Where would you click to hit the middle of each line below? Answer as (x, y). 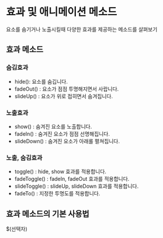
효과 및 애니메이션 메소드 (62, 12)
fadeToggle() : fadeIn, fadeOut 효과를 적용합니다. (72, 179)
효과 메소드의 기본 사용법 (48, 214)
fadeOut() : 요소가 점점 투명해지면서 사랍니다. (67, 89)
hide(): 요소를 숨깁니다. (41, 81)
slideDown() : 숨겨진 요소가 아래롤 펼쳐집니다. (67, 141)
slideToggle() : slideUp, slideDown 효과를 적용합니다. (77, 186)
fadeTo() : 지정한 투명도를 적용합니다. (57, 194)
